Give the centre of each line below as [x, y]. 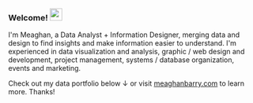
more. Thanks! [32, 92]
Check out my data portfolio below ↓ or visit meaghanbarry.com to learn [126, 83]
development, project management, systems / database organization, [121, 60]
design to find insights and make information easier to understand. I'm [123, 43]
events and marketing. [45, 68]
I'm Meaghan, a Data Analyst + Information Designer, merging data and [124, 35]
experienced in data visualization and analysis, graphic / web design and [126, 52]
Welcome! [28, 17]
